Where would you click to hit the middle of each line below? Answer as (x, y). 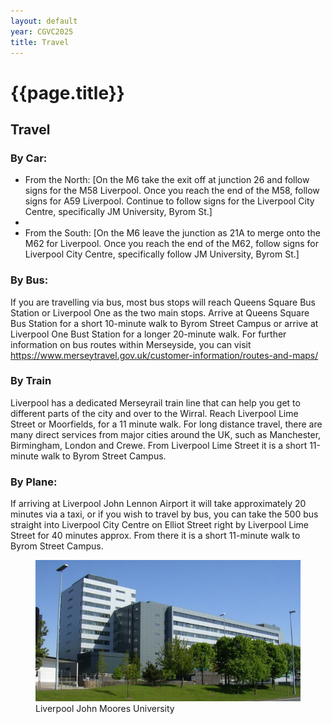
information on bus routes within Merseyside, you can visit (131, 344)
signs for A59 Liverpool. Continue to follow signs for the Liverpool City (169, 201)
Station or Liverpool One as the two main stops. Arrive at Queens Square (160, 312)
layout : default (44, 21)
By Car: (29, 158)
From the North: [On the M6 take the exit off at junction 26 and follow (167, 180)
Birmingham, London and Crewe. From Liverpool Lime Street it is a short (159, 445)
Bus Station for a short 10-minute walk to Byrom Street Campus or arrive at (164, 323)
